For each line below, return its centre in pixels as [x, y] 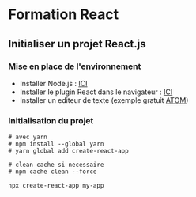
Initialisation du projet [51, 120]
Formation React [64, 15]
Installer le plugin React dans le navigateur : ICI [96, 92]
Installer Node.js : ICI [54, 83]
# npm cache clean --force [53, 172]
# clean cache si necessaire [56, 165]
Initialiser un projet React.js [77, 44]
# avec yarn [28, 137]
